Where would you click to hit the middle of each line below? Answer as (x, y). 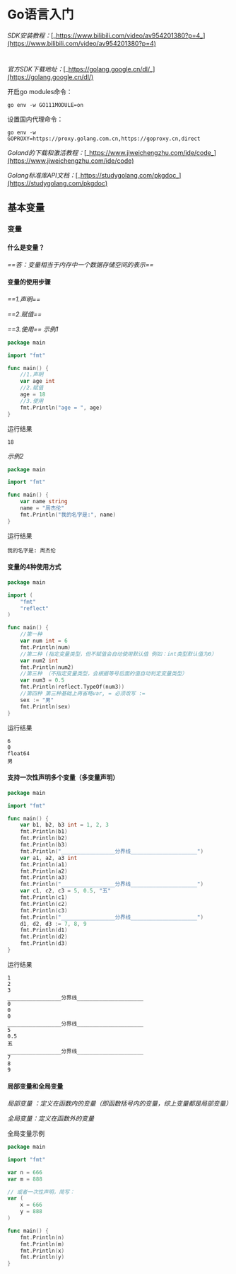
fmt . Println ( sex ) (46, 706)
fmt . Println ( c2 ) (44, 904)
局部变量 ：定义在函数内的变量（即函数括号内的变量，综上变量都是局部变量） (119, 1103)
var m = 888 (25, 1179)
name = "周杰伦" (42, 508)
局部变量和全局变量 (35, 1086)
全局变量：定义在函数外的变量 (51, 1118)
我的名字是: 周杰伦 (32, 550)
